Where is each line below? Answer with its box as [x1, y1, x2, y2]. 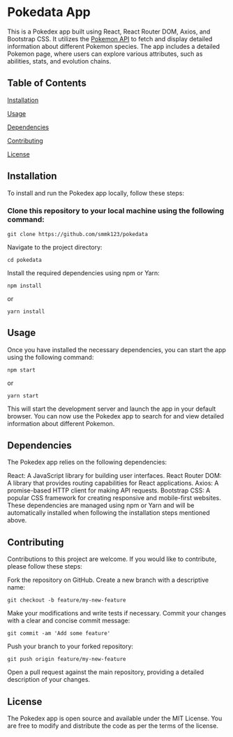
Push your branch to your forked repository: [7, 642, 134, 650]
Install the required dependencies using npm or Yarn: [7, 268, 160, 277]
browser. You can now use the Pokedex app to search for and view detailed [7, 411, 225, 420]
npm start [7, 366, 36, 374]
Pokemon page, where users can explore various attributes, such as [7, 50, 203, 58]
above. [7, 516, 27, 525]
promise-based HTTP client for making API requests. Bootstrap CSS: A [7, 486, 211, 495]
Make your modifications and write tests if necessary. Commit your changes [7, 609, 227, 618]
